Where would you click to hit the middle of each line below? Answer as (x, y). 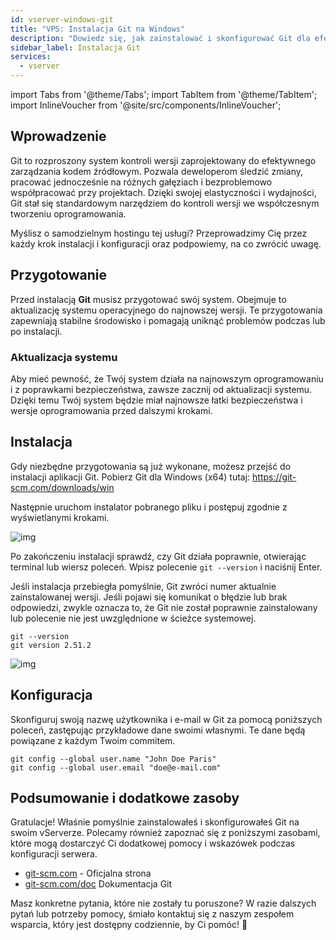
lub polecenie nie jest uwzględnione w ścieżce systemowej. (133, 618)
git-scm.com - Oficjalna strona (88, 873)
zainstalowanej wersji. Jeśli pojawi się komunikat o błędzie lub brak (149, 597)
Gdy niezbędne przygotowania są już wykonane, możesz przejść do (151, 466)
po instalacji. (36, 331)
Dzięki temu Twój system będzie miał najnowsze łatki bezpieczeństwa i (156, 400)
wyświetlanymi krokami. (60, 517)
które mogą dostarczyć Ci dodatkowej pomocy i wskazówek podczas (153, 843)
